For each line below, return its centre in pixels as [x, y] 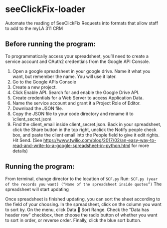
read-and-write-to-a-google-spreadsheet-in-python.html [71, 145]
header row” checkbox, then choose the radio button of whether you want [82, 215]
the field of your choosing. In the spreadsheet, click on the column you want [83, 204]
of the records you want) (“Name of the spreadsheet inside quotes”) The [83, 184]
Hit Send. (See [27, 140]
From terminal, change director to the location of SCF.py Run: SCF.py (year [82, 178]
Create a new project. [35, 87]
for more [140, 145]
